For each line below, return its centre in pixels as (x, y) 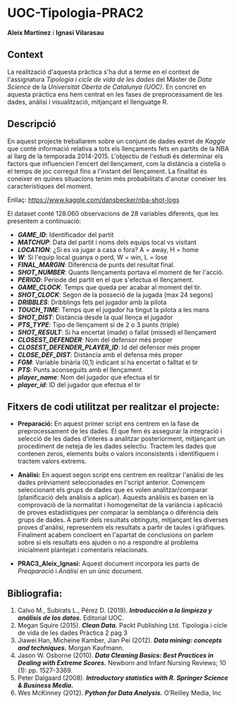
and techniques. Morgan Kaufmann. (71, 648)
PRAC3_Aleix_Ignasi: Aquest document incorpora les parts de (108, 563)
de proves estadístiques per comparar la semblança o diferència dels (118, 513)
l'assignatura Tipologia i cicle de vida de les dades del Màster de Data (110, 79)
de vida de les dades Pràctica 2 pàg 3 (73, 633)
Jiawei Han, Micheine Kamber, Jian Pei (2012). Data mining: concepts (120, 640)
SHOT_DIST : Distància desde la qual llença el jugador (95, 317)
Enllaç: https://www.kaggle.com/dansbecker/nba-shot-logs (93, 200)
